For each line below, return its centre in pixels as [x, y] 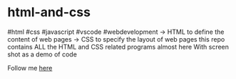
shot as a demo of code [42, 54]
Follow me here [30, 68]
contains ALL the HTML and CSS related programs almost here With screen [118, 47]
